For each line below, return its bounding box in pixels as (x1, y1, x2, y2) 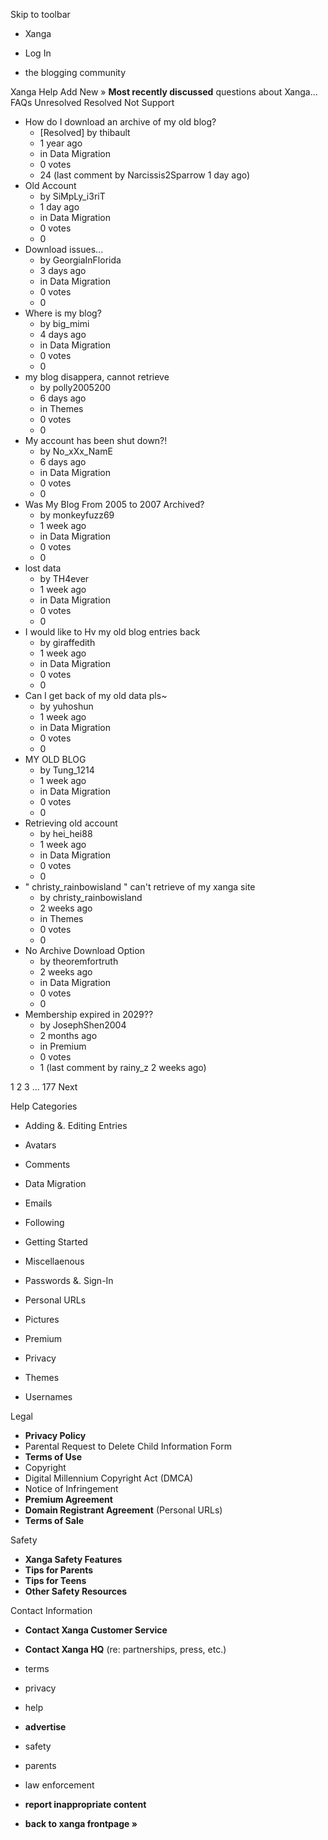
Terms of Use (24, 1451, 83, 1463)
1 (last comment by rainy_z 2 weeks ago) (39, 1062, 207, 1073)
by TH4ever (39, 573, 90, 584)
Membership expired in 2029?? (24, 1009, 154, 1020)
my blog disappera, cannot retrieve (24, 371, 170, 383)
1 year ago (39, 137, 83, 149)
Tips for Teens (24, 1575, 87, 1586)
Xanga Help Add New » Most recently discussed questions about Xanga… (10, 86, 318, 98)
